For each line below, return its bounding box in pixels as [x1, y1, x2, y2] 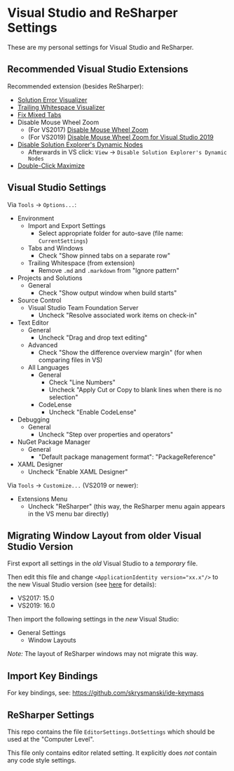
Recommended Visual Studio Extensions [7, 63, 188, 75]
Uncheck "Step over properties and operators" [38, 430, 174, 438]
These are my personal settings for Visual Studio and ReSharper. [7, 43, 194, 51]
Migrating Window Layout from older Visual [7, 530, 202, 542]
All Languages [27, 363, 69, 371]
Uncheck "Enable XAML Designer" [27, 467, 128, 476]
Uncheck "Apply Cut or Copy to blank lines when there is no [48, 385, 222, 394]
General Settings [17, 629, 67, 637]
